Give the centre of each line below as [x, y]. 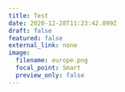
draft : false [30, 30]
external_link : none [43, 46]
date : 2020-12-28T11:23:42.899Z [62, 23]
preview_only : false [50, 75]
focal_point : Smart [48, 68]
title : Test [28, 16]
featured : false [35, 38]
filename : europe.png [52, 61]
